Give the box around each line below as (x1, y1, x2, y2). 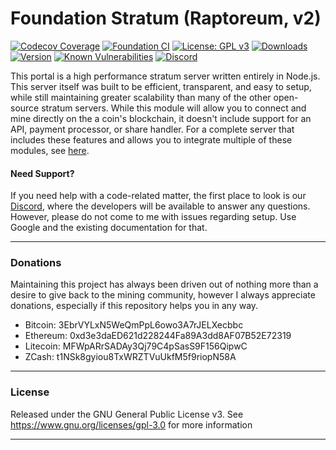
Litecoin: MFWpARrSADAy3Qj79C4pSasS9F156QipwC (24, 340, 248, 352)
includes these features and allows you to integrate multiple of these (10, 133, 293, 146)
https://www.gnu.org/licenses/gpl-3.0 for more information (10, 418, 253, 431)
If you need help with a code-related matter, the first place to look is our (10, 190, 307, 202)
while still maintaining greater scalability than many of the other (10, 91, 272, 103)
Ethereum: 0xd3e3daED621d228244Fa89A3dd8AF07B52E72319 (24, 330, 292, 342)
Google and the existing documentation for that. (10, 222, 208, 234)
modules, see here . (10, 144, 90, 156)
